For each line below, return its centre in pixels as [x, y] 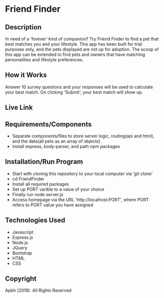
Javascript [23, 232]
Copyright [21, 279]
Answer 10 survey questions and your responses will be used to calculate [79, 87]
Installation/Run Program [44, 162]
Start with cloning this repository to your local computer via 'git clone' [82, 174]
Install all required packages [41, 184]
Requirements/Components [48, 124]
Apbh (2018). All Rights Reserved [38, 291]
